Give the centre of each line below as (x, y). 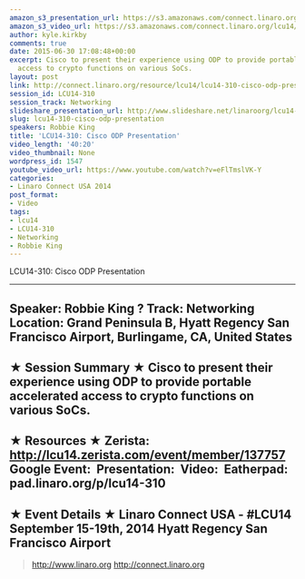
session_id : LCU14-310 (52, 93)
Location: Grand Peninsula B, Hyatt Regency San (150, 323)
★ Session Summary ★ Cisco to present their (141, 368)
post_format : (34, 195)
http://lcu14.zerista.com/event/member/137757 (148, 455)
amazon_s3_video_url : (50, 26)
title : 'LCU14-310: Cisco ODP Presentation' (95, 136)
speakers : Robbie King (52, 128)
